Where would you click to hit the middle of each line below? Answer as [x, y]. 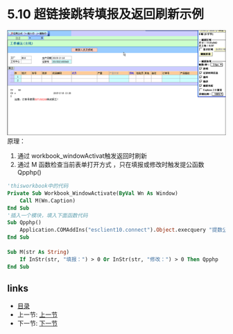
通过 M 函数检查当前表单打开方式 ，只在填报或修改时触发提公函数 [111, 165]
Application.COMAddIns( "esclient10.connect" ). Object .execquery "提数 [121, 230]
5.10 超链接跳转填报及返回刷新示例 [106, 14]
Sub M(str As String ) [38, 252]
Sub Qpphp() [24, 223]
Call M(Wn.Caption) [48, 200]
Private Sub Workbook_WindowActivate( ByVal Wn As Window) [93, 193]
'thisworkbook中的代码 [38, 186]
